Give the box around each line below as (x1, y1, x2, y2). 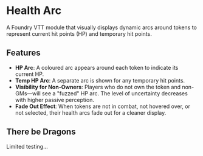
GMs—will (15, 89, 41, 97)
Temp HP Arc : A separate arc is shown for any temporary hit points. (15, 76, 185, 84)
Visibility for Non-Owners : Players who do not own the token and (15, 83, 181, 90)
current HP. (15, 70, 44, 78)
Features (6, 48, 41, 58)
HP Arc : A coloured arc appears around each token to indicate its (15, 64, 179, 71)
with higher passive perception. (15, 96, 94, 103)
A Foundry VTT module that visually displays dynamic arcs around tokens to (6, 24, 198, 31)
